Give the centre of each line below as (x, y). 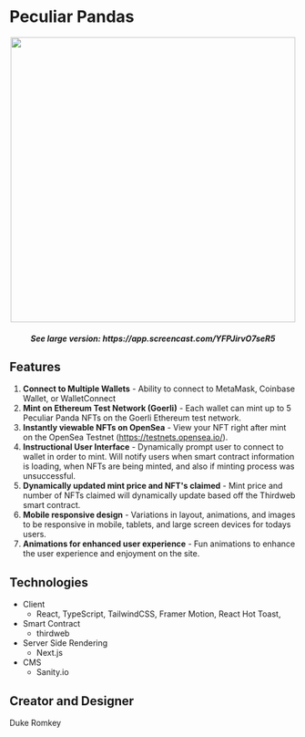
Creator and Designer (72, 701)
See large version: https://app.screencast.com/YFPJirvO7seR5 (153, 338)
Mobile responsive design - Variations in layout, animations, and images (159, 515)
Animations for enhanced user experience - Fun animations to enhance (159, 544)
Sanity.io (53, 672)
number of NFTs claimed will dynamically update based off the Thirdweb (159, 495)
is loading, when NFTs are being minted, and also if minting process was (158, 466)
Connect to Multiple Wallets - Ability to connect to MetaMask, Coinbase (159, 389)
